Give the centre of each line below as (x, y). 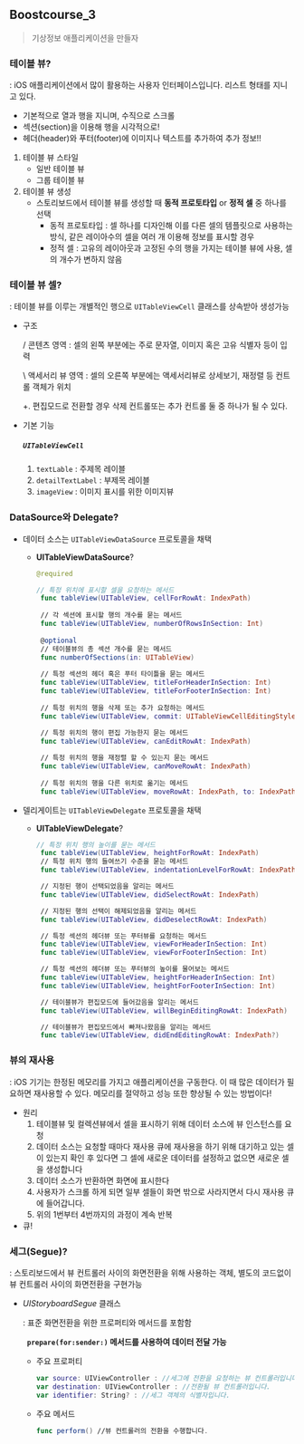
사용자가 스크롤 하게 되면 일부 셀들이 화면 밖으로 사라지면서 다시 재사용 (160, 1191)
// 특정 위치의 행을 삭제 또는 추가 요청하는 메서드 (123, 708)
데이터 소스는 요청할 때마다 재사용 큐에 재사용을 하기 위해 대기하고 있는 (160, 1146)
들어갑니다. (65, 1203)
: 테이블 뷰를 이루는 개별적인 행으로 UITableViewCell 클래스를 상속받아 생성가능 (149, 306)
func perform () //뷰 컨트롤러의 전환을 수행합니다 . (122, 1430)
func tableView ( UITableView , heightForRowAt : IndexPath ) (150, 853)
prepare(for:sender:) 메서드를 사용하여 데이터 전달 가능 (127, 1342)
